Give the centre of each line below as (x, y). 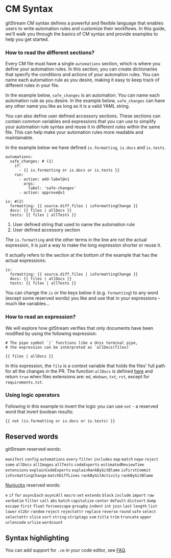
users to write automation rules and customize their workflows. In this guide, (86, 28)
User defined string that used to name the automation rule (74, 225)
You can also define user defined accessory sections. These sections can (83, 116)
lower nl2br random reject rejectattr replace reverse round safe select (81, 512)
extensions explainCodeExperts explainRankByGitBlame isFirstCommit (78, 470)
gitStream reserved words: (33, 449)
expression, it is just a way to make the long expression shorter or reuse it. (83, 245)
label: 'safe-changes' (52, 188)
